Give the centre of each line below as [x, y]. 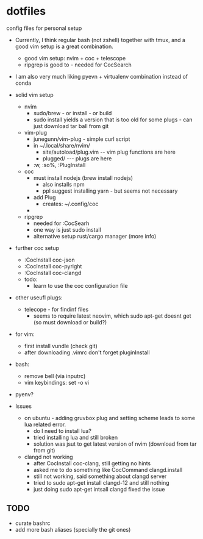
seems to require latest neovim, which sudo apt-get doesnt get [112, 316]
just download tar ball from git [71, 126]
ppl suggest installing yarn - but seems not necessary [110, 191]
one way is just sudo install [67, 229]
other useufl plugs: [39, 298]
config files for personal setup [44, 28]
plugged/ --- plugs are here [77, 158]
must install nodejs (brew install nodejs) [83, 177]
